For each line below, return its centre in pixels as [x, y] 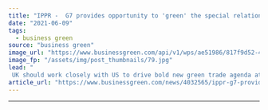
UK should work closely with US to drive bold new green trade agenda [131, 75]
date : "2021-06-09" [41, 23]
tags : [17, 30]
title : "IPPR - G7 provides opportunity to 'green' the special [119, 16]
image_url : [26, 53]
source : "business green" [51, 45]
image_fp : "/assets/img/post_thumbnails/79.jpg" [91, 61]
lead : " [21, 68]
